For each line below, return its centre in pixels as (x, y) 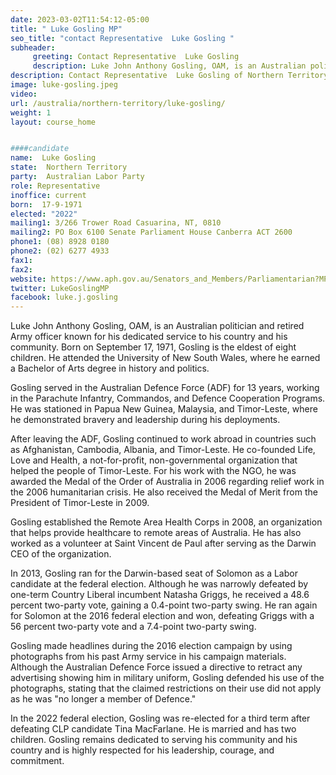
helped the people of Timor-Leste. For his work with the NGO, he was (153, 471)
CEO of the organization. (61, 554)
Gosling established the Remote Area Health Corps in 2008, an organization (166, 522)
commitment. (37, 761)
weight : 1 (31, 112)
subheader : (33, 47)
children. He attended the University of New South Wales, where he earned (165, 358)
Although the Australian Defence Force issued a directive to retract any (156, 667)
